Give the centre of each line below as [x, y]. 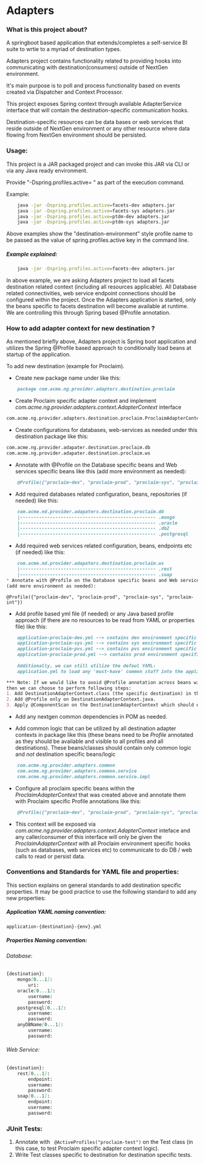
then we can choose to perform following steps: [69, 688]
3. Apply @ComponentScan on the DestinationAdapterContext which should [100, 705]
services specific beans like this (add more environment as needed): [101, 471]
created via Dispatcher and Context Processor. [65, 92]
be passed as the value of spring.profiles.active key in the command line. [98, 240]
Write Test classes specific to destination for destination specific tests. [104, 1155]
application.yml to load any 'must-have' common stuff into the [100, 671]
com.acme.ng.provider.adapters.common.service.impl [84, 776]
